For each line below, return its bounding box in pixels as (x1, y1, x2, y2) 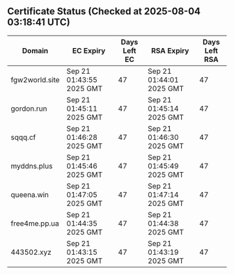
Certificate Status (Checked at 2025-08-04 (7, 6, 201, 17)
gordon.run (10, 104, 47, 113)
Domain (22, 45, 49, 55)
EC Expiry (72, 45, 106, 55)
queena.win (10, 189, 49, 199)
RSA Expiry (150, 45, 189, 55)
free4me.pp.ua (10, 219, 59, 228)
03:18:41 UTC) (7, 17, 71, 29)
